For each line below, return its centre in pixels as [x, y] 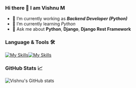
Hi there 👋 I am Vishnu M [35, 8]
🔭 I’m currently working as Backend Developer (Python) [70, 19]
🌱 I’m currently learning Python [44, 24]
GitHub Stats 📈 [24, 68]
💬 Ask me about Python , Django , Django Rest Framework [71, 29]
